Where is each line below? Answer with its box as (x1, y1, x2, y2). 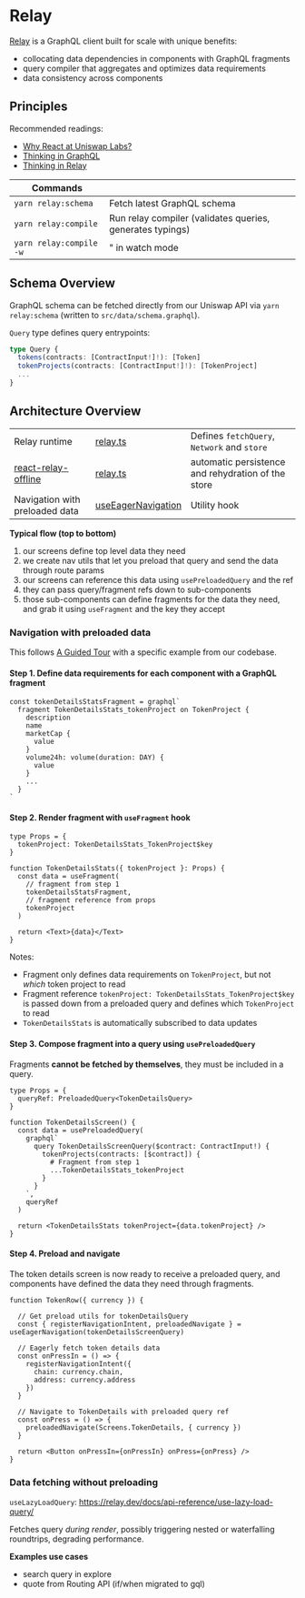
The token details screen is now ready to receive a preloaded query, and (9, 1268, 280, 1279)
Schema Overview (9, 276, 116, 291)
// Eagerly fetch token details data (17, 1343, 161, 1352)
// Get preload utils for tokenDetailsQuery (17, 1312, 189, 1321)
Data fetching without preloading (9, 1475, 159, 1488)
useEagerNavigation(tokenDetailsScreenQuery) (9, 1327, 184, 1337)
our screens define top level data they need (22, 545, 186, 556)
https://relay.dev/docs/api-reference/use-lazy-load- (78, 1497, 274, 1508)
